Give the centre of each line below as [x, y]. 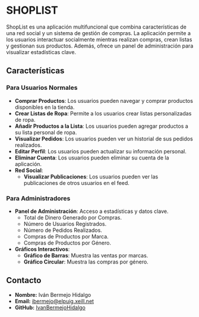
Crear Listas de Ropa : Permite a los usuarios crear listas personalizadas [103, 113]
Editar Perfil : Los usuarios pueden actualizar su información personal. [101, 151]
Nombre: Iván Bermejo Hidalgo [53, 294]
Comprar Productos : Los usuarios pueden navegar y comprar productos [104, 101]
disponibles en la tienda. [45, 107]
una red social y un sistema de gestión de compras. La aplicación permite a [99, 33]
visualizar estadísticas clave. [41, 52]
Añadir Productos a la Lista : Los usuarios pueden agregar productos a [101, 126]
